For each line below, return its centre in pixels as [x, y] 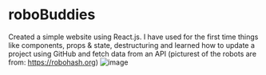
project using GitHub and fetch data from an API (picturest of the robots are [133, 53]
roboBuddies [52, 15]
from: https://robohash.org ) [53, 62]
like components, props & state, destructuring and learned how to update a [132, 45]
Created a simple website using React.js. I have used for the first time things [133, 37]
